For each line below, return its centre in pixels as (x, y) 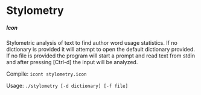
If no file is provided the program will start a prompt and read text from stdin (101, 56)
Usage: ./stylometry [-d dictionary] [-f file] (67, 86)
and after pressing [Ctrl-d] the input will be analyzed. (72, 62)
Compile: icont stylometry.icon (46, 74)
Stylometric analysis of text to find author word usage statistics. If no (92, 43)
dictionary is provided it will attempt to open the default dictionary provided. (101, 50)
